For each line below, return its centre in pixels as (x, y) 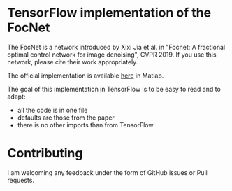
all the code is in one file (52, 110)
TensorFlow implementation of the (109, 13)
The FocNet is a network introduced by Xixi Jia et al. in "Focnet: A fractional (116, 47)
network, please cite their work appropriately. (73, 62)
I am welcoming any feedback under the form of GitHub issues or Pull (107, 172)
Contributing (45, 154)
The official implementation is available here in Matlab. (86, 76)
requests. (21, 180)
